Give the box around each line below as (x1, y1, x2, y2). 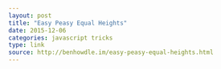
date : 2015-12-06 (8, 26, 67, 34)
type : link (8, 41, 45, 49)
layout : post (8, 11, 52, 20)
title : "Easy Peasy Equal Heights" (8, 19, 128, 27)
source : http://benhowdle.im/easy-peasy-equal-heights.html (8, 48, 215, 56)
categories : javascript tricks (8, 33, 113, 42)
